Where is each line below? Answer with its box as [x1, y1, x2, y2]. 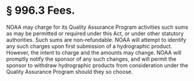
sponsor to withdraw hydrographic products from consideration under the [6, 61, 189, 69]
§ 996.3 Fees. [6, 4, 75, 17]
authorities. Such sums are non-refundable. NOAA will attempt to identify [6, 36, 187, 43]
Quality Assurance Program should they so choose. [6, 68, 133, 75]
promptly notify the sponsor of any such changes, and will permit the [6, 55, 177, 62]
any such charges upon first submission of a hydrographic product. [6, 43, 172, 50]
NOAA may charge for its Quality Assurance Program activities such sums [6, 23, 189, 31]
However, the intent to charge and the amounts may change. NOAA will [6, 49, 181, 56]
